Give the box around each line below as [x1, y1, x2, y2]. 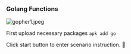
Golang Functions [6, 5, 58, 13]
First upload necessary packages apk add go [6, 30, 116, 37]
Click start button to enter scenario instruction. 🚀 [6, 41, 126, 49]
